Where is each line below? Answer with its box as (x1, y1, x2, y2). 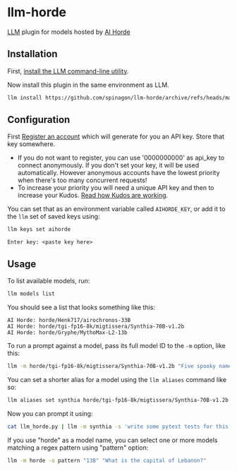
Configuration (7, 114, 71, 126)
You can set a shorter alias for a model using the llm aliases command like (7, 375, 227, 383)
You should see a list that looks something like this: (7, 303, 156, 311)
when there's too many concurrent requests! (17, 176, 147, 184)
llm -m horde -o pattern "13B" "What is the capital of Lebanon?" (7, 457, 207, 464)
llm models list (7, 290, 55, 297)
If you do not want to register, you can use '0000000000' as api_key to (17, 153, 224, 162)
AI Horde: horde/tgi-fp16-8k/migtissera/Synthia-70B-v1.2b (7, 323, 185, 330)
